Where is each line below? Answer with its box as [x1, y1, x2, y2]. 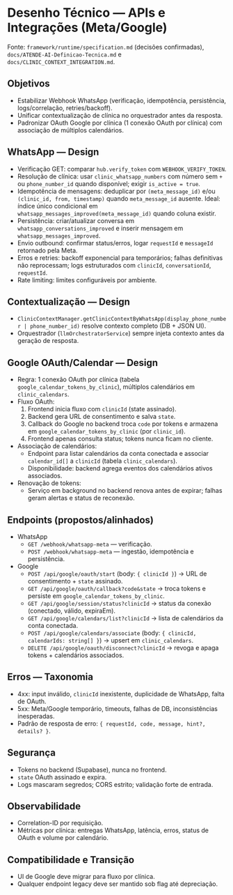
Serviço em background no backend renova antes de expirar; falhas [27, 487, 223, 495]
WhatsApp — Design [7, 146, 99, 158]
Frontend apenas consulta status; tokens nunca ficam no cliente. [27, 434, 214, 443]
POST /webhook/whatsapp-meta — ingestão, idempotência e [27, 547, 195, 556]
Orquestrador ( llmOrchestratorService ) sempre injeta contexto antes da [17, 329, 225, 337]
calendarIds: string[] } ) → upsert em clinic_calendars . [27, 636, 193, 644]
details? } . [17, 726, 51, 735]
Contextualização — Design [7, 296, 131, 307]
